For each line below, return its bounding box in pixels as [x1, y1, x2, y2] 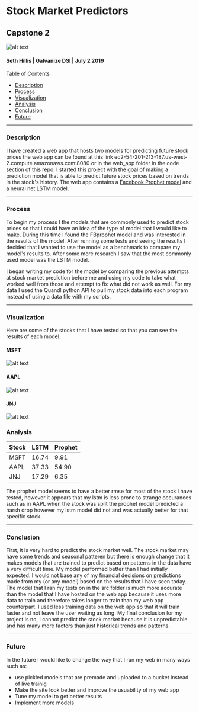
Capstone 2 [6, 28, 50, 38]
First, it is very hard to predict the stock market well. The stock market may [6, 547, 189, 554]
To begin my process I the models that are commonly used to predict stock [6, 218, 190, 226]
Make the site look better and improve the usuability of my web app [14, 686, 179, 694]
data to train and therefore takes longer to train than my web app [6, 597, 164, 604]
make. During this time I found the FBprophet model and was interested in [6, 231, 186, 238]
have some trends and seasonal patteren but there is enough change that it [6, 553, 190, 560]
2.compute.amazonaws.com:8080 [6, 159, 90, 166]
